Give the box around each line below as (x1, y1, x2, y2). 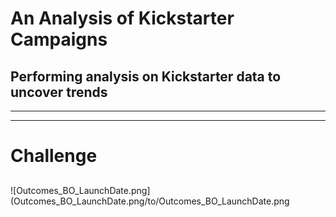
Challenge (10, 145, 98, 167)
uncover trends (10, 83, 108, 101)
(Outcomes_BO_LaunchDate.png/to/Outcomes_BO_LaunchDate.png (10, 195, 290, 207)
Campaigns (10, 28, 108, 51)
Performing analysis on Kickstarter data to (10, 68, 282, 85)
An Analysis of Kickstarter (10, 7, 235, 30)
